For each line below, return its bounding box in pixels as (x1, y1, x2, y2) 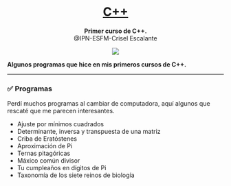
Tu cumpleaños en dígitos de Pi (16, 164, 107, 172)
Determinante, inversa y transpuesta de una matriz (16, 128, 161, 136)
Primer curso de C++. (84, 27, 147, 35)
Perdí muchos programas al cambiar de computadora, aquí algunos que (7, 100, 211, 108)
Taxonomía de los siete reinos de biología (16, 171, 135, 179)
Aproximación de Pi (16, 142, 73, 150)
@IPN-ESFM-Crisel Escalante (74, 34, 157, 42)
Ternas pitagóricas (16, 149, 71, 158)
